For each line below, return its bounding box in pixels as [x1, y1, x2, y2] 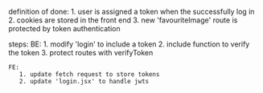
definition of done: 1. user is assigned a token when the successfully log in [8, 7, 255, 16]
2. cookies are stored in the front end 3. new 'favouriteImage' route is [8, 15, 238, 25]
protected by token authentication [8, 24, 121, 33]
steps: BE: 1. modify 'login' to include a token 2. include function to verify [8, 39, 250, 49]
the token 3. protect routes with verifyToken [8, 48, 154, 57]
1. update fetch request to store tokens [18, 71, 160, 79]
